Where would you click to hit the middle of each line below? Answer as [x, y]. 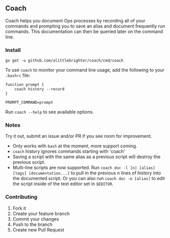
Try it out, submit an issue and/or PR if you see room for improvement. [79, 136]
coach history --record [40, 89]
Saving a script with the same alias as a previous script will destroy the [87, 157]
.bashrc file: [18, 75]
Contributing [21, 197]
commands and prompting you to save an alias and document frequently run [85, 26]
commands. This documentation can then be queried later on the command [84, 31]
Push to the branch [32, 224]
